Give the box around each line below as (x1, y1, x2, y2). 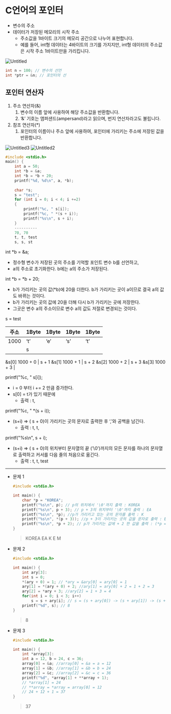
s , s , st (14, 240, 33, 245)
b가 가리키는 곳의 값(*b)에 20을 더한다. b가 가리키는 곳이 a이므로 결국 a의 (12, 286, 159, 293)
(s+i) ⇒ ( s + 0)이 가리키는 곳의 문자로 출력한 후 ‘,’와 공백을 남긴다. (12, 418, 145, 424)
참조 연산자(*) (12, 122, 41, 128)
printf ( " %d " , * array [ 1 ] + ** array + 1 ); (22, 675, 109, 680)
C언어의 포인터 (5, 5, 64, 16)
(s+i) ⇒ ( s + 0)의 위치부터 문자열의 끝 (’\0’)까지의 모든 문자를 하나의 (12, 445, 150, 451)
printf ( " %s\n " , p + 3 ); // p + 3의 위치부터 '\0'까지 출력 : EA (22, 507, 152, 512)
